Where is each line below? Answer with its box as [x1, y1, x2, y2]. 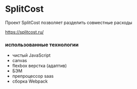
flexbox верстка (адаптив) [12, 63, 67, 69]
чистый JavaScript [12, 52, 51, 58]
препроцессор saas [12, 73, 54, 79]
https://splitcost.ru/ [5, 29, 44, 35]
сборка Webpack [12, 78, 48, 84]
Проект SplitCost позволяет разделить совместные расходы [5, 20, 133, 25]
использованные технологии [5, 41, 79, 48]
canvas [12, 58, 27, 64]
